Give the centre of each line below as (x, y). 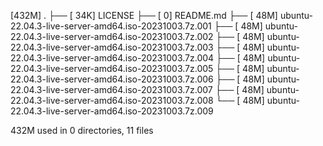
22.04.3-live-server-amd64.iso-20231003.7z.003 (112, 47)
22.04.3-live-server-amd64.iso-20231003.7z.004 (112, 58)
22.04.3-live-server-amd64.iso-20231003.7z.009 (112, 111)
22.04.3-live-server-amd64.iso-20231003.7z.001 (111, 26)
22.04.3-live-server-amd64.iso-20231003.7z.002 (112, 36)
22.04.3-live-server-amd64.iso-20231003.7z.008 (112, 100)
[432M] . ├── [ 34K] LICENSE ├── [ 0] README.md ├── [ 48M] (144, 15)
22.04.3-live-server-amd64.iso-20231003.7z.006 (112, 79)
